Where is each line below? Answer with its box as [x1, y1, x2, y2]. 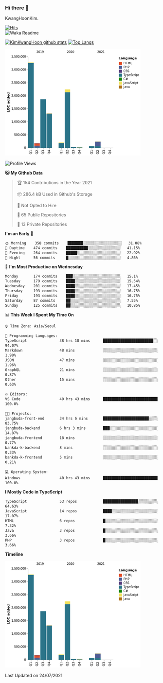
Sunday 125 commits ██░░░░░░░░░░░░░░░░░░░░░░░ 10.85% [5, 303, 140, 308]
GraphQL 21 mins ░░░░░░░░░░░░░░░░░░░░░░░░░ [5, 368, 158, 372]
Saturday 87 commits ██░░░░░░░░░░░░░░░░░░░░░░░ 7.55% [5, 298, 138, 303]
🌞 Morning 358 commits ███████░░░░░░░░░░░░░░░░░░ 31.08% [5, 241, 142, 246]
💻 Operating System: [5, 470, 49, 474]
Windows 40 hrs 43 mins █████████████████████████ [5, 476, 158, 481]
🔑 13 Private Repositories [17, 221, 67, 228]
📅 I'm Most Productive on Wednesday [5, 264, 83, 270]
